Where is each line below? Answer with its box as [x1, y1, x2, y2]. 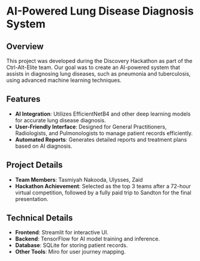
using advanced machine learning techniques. [6, 77, 122, 84]
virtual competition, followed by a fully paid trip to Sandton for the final [15, 189, 192, 196]
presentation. [15, 195, 48, 202]
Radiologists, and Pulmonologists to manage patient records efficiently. [15, 129, 193, 137]
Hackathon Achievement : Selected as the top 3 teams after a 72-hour [15, 182, 192, 190]
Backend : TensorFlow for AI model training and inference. [15, 235, 160, 243]
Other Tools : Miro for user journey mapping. [15, 248, 126, 256]
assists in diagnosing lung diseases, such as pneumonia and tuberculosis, [6, 70, 191, 77]
